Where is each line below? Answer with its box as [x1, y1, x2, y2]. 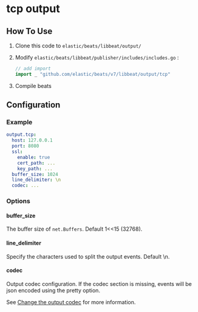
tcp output [6, 2, 60, 16]
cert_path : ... [17, 160, 56, 166]
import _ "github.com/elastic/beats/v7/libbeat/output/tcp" [15, 71, 171, 77]
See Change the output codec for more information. [6, 298, 136, 305]
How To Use [6, 26, 53, 36]
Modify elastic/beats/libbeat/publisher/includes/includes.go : [15, 54, 179, 61]
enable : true [17, 154, 50, 160]
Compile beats [15, 82, 52, 89]
